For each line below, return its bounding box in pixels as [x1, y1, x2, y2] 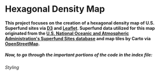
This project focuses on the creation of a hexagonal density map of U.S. [5, 20, 155, 25]
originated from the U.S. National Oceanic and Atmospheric [5, 30, 129, 36]
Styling [5, 64, 19, 70]
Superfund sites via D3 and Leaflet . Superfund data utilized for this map [5, 25, 155, 31]
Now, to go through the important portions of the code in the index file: [5, 52, 153, 58]
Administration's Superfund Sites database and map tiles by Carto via [5, 35, 151, 41]
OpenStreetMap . [5, 41, 40, 47]
